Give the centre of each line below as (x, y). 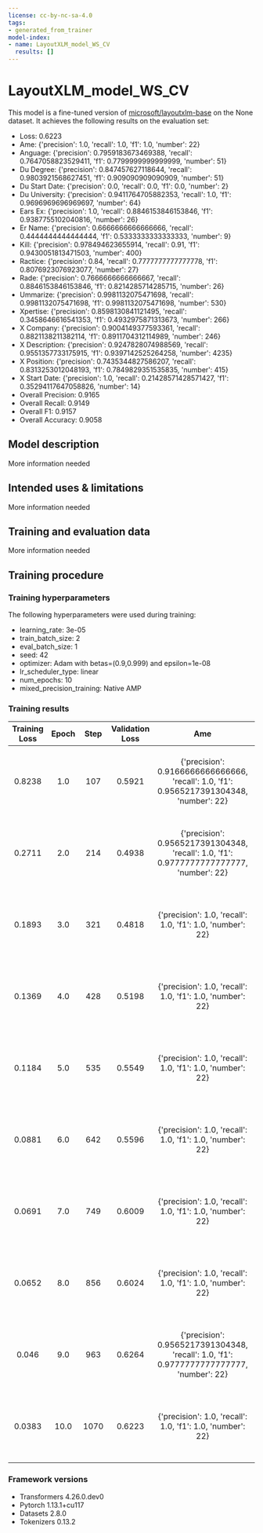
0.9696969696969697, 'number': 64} (80, 203)
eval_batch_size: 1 (49, 647)
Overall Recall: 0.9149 (54, 403)
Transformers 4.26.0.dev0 (61, 1496)
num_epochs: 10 (46, 680)
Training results (39, 708)
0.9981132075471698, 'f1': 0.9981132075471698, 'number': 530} (123, 302)
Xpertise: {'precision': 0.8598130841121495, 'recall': (103, 311)
